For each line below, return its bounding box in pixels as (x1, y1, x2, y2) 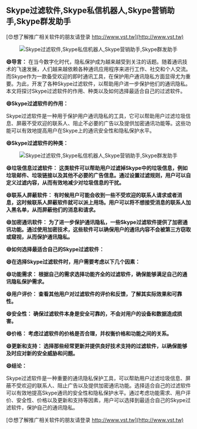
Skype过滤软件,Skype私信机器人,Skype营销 (6, 5, 167, 16)
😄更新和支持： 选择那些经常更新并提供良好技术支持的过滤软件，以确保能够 (6, 342, 188, 349)
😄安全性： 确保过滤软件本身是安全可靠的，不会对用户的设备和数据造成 (6, 310, 177, 317)
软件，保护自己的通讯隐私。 (11, 404, 78, 411)
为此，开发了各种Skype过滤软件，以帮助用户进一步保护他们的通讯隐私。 (16, 80, 191, 87)
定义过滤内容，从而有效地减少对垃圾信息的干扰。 (6, 179, 124, 186)
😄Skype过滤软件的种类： (6, 139, 69, 147)
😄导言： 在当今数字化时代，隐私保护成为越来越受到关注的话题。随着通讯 (6, 58, 183, 65)
